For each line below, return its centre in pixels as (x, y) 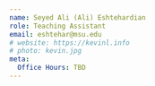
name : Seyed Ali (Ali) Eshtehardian (77, 17)
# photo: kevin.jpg (46, 51)
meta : (19, 59)
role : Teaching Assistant (57, 26)
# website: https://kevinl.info (69, 43)
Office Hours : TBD (52, 68)
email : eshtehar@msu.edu (56, 34)
